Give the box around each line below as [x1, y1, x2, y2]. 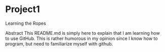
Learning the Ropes [5, 20, 47, 26]
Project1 [5, 4, 40, 15]
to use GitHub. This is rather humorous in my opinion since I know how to [5, 35, 158, 41]
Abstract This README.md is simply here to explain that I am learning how [5, 30, 160, 36]
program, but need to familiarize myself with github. [5, 40, 113, 46]
